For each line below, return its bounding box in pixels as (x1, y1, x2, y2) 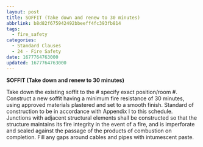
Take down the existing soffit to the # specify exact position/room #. (6, 88, 178, 95)
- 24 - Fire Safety (12, 49, 62, 55)
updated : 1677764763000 (6, 60, 67, 66)
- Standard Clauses (12, 43, 62, 49)
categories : (6, 37, 37, 43)
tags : (6, 26, 20, 32)
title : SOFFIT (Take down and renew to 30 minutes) (6, 15, 140, 21)
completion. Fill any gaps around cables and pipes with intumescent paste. (6, 133, 194, 140)
